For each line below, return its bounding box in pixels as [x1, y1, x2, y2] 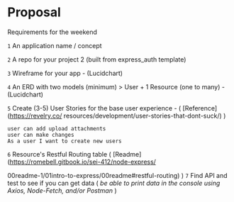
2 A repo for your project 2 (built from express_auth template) [7, 55, 186, 64]
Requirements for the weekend [7, 28, 98, 36]
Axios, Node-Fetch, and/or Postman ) [7, 186, 117, 195]
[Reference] [182, 103, 218, 112]
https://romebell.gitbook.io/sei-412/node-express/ [9, 157, 156, 166]
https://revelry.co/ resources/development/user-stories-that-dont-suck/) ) [9, 111, 226, 120]
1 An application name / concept [7, 41, 102, 50]
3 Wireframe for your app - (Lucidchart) [7, 69, 123, 77]
